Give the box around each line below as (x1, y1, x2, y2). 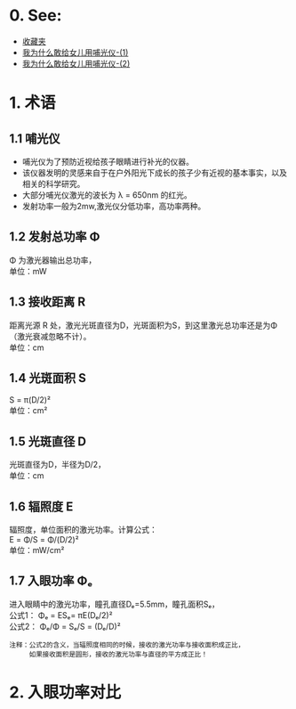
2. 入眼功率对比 (9, 682, 122, 702)
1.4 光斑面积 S (9, 371, 86, 386)
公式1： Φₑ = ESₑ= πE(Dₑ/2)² (9, 609, 113, 620)
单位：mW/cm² (9, 545, 65, 555)
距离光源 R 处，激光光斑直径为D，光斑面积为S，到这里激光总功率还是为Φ (9, 320, 278, 330)
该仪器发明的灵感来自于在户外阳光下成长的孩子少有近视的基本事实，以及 (21, 167, 287, 178)
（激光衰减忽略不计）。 (9, 330, 92, 341)
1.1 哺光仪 (9, 131, 60, 146)
